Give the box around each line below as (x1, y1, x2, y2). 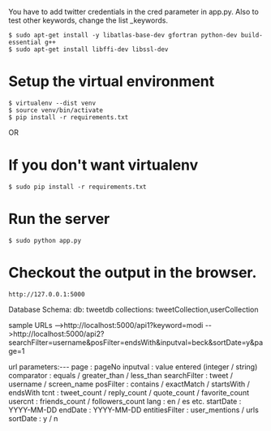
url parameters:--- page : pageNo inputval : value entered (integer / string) (8, 361, 258, 372)
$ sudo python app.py (8, 236, 82, 244)
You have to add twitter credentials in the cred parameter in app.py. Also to (8, 7, 260, 16)
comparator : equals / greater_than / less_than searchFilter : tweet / (8, 370, 234, 380)
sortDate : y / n (8, 413, 58, 423)
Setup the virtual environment (8, 72, 215, 91)
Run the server (8, 210, 110, 228)
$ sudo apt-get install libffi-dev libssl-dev (8, 45, 169, 54)
